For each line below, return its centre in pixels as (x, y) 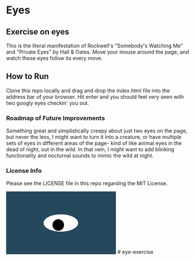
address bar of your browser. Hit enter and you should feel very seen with (95, 96)
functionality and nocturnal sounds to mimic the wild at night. (80, 156)
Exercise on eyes (37, 32)
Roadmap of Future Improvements (56, 118)
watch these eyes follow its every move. (54, 58)
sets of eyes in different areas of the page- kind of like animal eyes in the (94, 143)
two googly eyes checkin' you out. (47, 103)
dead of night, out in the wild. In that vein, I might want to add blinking (90, 149)
